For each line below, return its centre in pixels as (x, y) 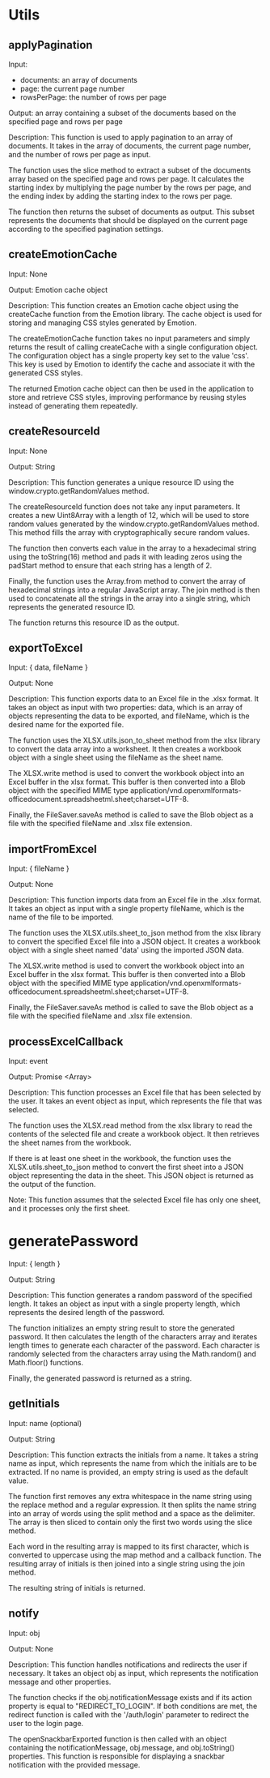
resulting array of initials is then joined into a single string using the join (127, 1563)
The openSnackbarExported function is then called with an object (118, 1739)
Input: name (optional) (45, 1423)
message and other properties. (60, 1682)
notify (24, 1614)
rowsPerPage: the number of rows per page (93, 97)
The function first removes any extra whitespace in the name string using (130, 1496)
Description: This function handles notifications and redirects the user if (128, 1664)
